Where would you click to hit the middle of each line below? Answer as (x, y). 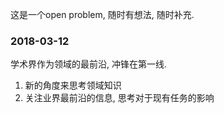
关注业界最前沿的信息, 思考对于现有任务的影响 (119, 98)
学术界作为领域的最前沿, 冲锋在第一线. (89, 64)
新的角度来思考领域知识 (73, 85)
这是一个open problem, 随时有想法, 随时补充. (102, 14)
